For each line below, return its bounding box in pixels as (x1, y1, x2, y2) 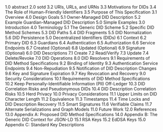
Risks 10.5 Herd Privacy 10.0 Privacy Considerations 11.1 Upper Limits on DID (5, 91, 158, 97)
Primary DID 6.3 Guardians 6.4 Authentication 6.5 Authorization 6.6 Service (5, 40, 155, 45)
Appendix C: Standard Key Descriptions (5, 122, 84, 127)
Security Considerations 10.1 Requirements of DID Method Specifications (5, 76, 150, 81)
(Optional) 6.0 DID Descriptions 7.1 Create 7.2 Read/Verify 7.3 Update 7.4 (5, 50, 149, 56)
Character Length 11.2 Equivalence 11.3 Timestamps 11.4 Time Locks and (5, 96, 150, 102)
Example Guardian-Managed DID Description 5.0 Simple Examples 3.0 (5, 19, 146, 25)
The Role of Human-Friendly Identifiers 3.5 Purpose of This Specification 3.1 (5, 9, 157, 15)
